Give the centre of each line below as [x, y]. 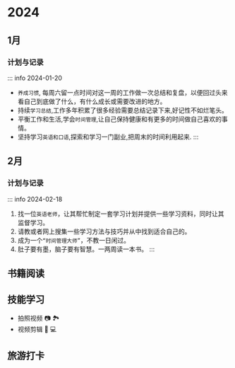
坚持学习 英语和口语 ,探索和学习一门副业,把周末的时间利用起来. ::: [108, 137]
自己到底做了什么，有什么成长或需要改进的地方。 [95, 101]
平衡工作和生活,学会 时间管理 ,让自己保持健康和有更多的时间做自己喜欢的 [120, 119]
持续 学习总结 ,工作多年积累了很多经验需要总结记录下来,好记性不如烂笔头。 [122, 110]
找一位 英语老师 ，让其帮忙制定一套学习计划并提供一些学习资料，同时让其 [121, 214]
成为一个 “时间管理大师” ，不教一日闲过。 [74, 240]
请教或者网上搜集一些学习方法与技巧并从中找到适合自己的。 [104, 231]
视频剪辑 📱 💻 [37, 329]
